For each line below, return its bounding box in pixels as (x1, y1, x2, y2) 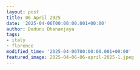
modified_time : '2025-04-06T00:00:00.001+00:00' (6, 49, 132, 55)
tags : (6, 32, 20, 38)
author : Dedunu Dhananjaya (6, 26, 75, 32)
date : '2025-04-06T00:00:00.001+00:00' (6, 20, 107, 26)
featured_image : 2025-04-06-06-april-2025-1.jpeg (6, 54, 135, 60)
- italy (6, 37, 26, 43)
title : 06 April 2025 (6, 15, 61, 21)
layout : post (6, 9, 39, 15)
